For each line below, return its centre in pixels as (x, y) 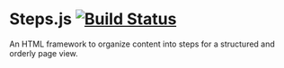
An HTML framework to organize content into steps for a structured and (142, 44)
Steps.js (40, 19)
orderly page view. (44, 53)
